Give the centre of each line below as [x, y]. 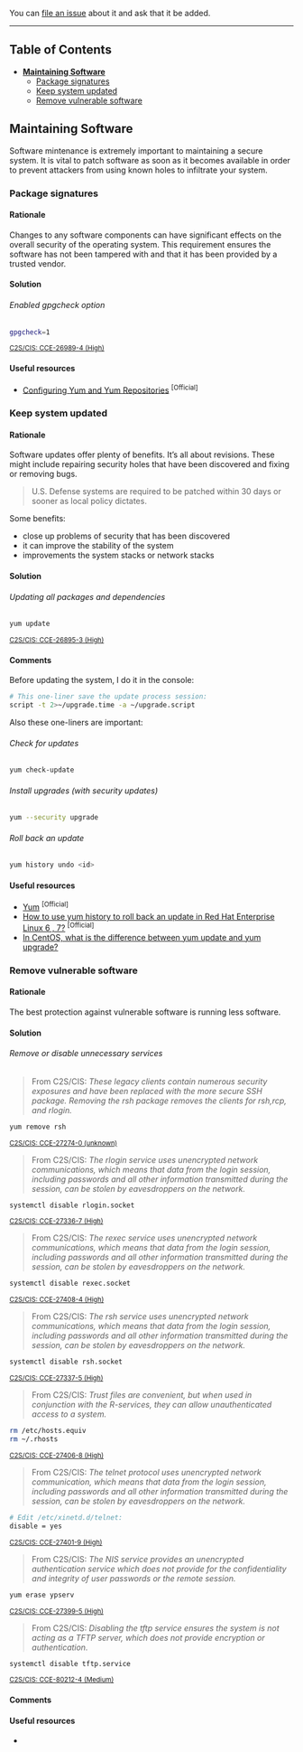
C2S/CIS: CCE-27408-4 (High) [57, 1300]
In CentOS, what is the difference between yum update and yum [142, 937]
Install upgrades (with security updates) [84, 791]
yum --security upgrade [54, 818]
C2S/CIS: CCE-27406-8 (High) [57, 1455]
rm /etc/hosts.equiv [48, 1431]
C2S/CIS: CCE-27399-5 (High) [56, 1611]
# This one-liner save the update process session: [108, 697]
